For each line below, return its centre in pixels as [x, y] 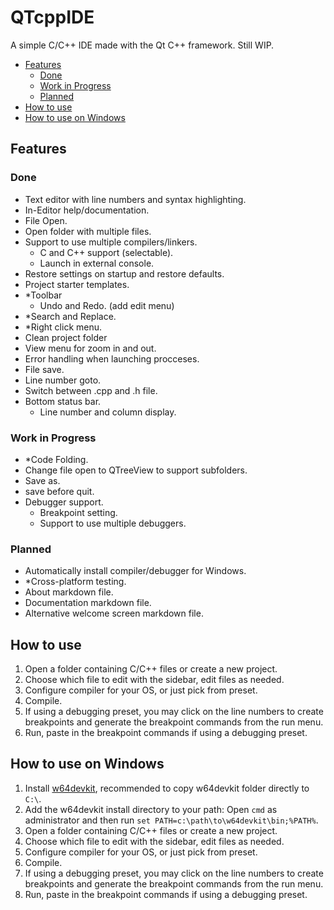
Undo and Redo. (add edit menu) [107, 305]
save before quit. [59, 491]
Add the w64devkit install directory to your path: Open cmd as [151, 809]
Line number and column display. [108, 412]
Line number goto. [63, 380]
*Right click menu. [63, 327]
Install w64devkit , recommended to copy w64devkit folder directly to [167, 788]
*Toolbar [43, 295]
